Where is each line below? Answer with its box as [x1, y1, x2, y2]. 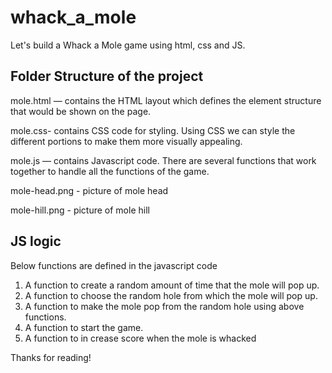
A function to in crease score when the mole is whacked [24, 332, 257, 344]
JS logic [10, 233, 62, 250]
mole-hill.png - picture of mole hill [10, 204, 150, 216]
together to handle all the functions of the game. [10, 165, 210, 177]
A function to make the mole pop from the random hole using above [24, 300, 305, 312]
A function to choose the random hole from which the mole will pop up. [24, 289, 318, 301]
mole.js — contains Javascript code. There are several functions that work [10, 154, 317, 166]
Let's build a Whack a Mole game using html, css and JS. [10, 39, 246, 51]
